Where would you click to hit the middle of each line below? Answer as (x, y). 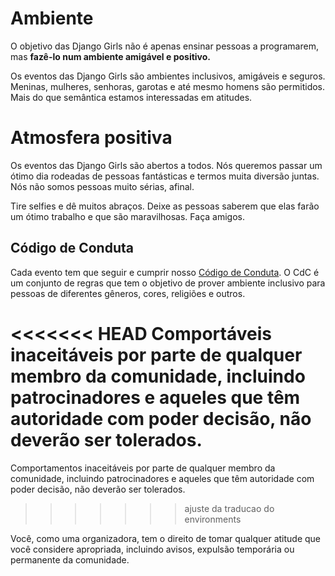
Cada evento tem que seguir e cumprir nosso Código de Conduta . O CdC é (165, 272)
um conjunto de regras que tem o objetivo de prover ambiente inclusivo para (168, 283)
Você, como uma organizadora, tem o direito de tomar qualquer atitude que (166, 538)
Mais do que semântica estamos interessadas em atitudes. (131, 97)
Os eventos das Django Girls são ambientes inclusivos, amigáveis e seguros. (168, 76)
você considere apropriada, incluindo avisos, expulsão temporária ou (152, 549)
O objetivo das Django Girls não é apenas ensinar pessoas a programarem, (164, 46)
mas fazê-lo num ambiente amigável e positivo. (110, 56)
